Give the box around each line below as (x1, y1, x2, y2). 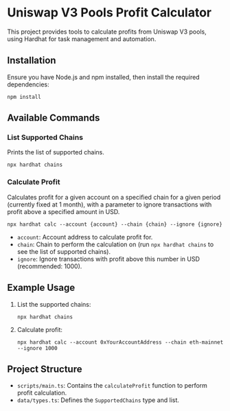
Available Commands (7, 112, 100, 124)
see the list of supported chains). (16, 247, 111, 255)
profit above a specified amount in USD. (7, 207, 120, 215)
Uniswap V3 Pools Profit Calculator (7, 5, 211, 21)
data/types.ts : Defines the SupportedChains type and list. (16, 396, 180, 404)
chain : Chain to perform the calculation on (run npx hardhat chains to (16, 240, 214, 248)
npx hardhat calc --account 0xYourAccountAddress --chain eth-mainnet (16, 338, 224, 346)
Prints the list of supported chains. (7, 148, 104, 156)
